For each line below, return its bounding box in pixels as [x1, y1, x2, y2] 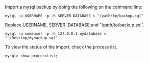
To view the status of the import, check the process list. [5, 44, 118, 50]
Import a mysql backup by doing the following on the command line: [5, 4, 143, 10]
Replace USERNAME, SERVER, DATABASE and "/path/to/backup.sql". [5, 22, 145, 28]
